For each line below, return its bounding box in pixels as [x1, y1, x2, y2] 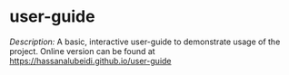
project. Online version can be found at [9, 45, 156, 56]
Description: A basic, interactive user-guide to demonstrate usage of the [9, 36, 281, 47]
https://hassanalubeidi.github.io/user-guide [9, 55, 172, 66]
